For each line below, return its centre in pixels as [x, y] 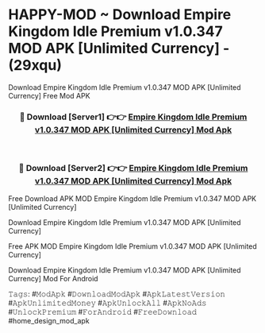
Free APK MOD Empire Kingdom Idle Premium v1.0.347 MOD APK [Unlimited [133, 246]
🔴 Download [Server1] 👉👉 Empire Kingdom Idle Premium [133, 117]
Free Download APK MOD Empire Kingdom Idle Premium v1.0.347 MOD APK [132, 198]
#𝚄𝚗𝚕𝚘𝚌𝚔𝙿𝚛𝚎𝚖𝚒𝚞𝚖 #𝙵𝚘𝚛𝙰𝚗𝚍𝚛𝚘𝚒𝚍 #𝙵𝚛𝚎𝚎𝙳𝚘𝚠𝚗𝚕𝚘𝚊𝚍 [102, 312]
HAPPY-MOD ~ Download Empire [120, 15]
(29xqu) [35, 66]
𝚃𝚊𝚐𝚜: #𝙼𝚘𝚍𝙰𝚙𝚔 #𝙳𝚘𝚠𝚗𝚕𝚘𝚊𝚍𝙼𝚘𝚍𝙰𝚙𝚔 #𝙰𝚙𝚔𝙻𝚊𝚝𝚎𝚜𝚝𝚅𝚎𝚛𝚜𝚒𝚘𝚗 [117, 294]
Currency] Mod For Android [53, 278]
